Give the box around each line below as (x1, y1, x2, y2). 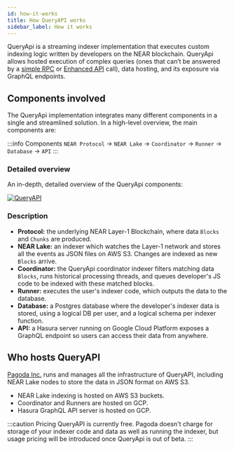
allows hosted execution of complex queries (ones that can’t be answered (7, 57, 221, 66)
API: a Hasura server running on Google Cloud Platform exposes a (17, 323, 209, 332)
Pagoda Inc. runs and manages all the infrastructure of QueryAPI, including (7, 370, 223, 379)
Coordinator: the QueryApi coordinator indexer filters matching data (17, 264, 215, 273)
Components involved (7, 92, 106, 104)
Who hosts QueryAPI (7, 351, 100, 364)
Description (7, 211, 48, 221)
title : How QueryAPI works (7, 17, 86, 24)
